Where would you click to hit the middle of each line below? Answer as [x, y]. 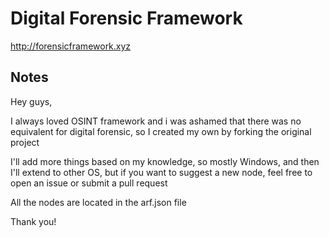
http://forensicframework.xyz [71, 46]
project [25, 142]
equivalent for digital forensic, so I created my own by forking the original [161, 131]
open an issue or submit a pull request [89, 183]
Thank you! [33, 221]
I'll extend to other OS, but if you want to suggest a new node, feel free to [161, 172]
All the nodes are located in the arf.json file [98, 202]
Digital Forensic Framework [126, 18]
